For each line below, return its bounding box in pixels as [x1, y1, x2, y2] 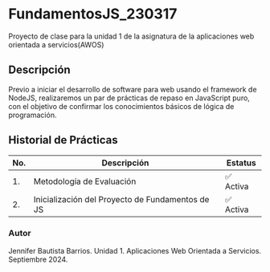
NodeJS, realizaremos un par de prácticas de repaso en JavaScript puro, [8, 93, 251, 103]
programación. [8, 110, 57, 120]
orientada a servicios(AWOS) [8, 39, 104, 49]
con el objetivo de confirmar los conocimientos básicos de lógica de [8, 101, 235, 111]
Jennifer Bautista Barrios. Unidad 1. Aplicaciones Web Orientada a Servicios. [8, 246, 262, 255]
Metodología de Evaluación [33, 176, 137, 187]
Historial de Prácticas [8, 133, 118, 147]
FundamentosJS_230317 [8, 5, 178, 23]
